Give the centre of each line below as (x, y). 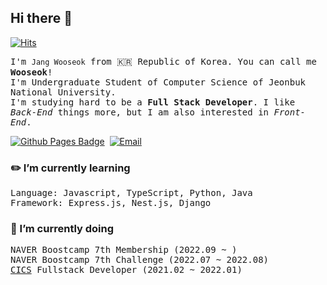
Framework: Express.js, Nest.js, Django (111, 203)
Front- (290, 112)
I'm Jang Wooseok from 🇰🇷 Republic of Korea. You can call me (163, 61)
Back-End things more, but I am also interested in (140, 112)
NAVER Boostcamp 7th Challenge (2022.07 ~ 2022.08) (140, 260)
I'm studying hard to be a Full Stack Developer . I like (153, 102)
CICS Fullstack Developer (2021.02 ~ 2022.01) (126, 270)
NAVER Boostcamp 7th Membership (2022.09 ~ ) (124, 250)
